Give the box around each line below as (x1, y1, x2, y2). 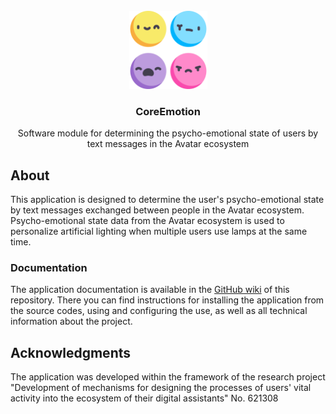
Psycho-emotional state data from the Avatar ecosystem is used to (10, 215, 285, 227)
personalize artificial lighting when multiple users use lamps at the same (10, 225, 308, 238)
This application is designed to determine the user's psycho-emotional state (10, 194, 325, 206)
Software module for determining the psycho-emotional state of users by (17, 127, 319, 139)
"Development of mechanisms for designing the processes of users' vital (10, 382, 312, 394)
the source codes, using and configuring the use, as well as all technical (10, 305, 308, 317)
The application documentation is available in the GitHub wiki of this (10, 284, 290, 296)
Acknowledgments (10, 344, 132, 361)
